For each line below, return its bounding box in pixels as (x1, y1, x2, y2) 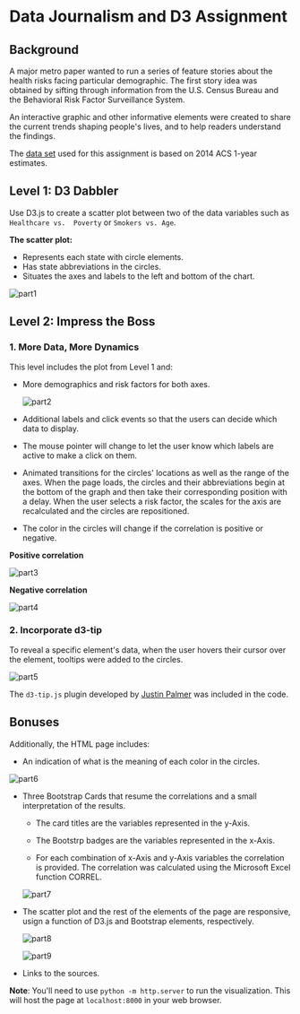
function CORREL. (35, 871, 103, 882)
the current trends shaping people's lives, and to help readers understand (9, 121, 282, 132)
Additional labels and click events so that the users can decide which (21, 413, 278, 424)
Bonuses (9, 715, 60, 730)
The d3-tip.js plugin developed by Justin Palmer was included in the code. (9, 689, 289, 699)
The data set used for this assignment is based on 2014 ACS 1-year (9, 148, 258, 159)
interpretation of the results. (21, 800, 126, 810)
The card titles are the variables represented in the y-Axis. (35, 818, 251, 828)
